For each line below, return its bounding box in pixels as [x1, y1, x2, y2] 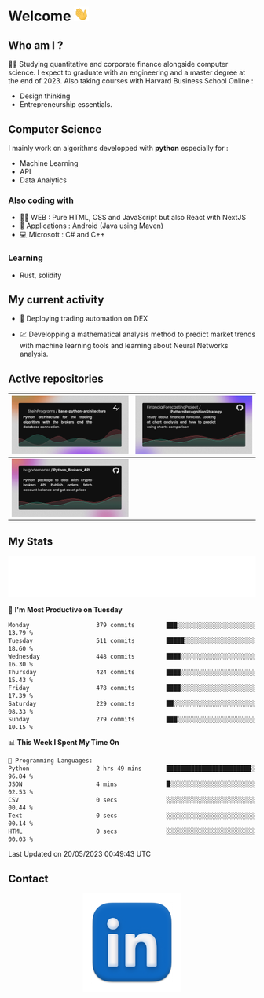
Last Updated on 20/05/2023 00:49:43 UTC [8, 849, 152, 859]
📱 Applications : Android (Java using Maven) [19, 221, 163, 230]
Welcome [8, 7, 71, 25]
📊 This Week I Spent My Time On [8, 738, 119, 747]
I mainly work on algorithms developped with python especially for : [8, 143, 229, 152]
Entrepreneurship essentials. [19, 100, 112, 109]
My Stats [8, 534, 53, 548]
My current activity [8, 293, 104, 306]
